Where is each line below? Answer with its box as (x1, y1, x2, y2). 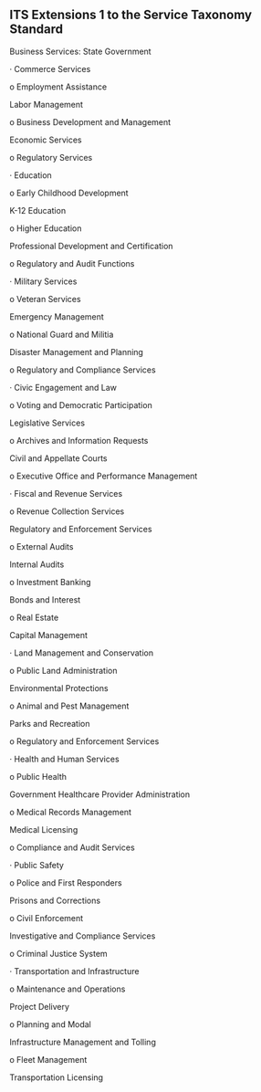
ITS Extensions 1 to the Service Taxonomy (9, 7, 253, 23)
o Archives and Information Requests (9, 435, 149, 446)
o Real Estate (9, 612, 59, 623)
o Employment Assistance (9, 81, 108, 92)
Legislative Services (9, 417, 85, 428)
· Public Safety (9, 859, 64, 870)
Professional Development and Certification (9, 240, 173, 251)
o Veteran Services (9, 293, 81, 304)
